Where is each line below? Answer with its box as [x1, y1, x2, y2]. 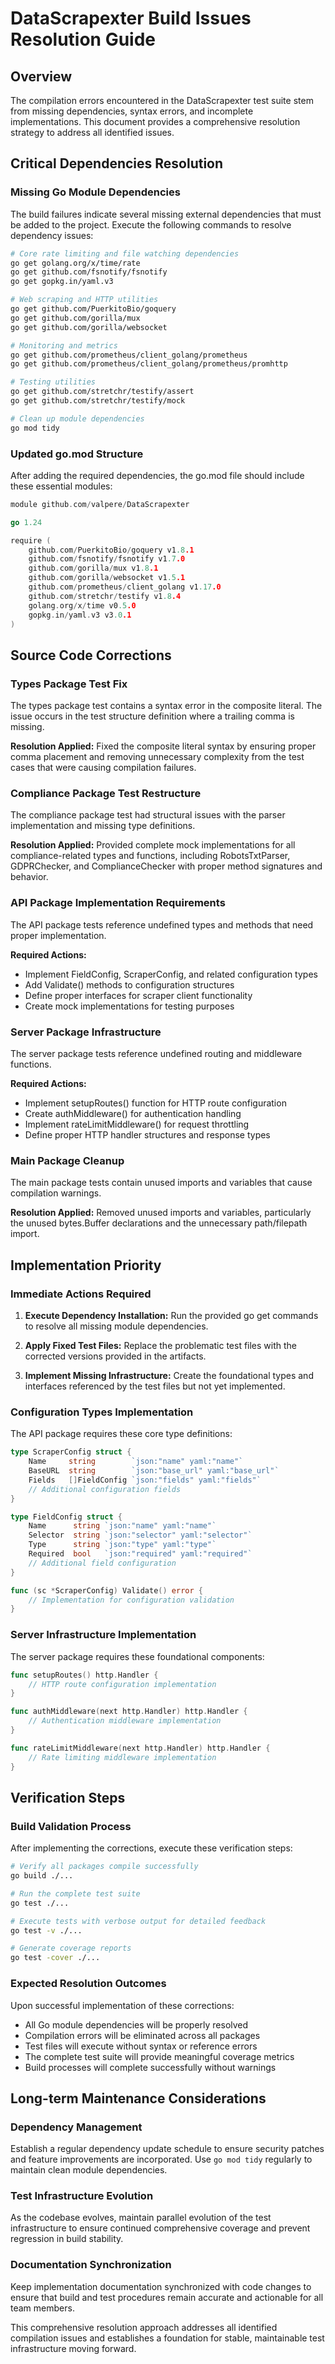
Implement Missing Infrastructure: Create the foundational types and [24, 1370, 314, 1382]
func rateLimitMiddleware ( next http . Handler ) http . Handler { [10, 1743, 271, 1753]
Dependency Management [10, 2120, 143, 2134]
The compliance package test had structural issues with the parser [10, 809, 286, 821]
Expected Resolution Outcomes [10, 1977, 167, 1991]
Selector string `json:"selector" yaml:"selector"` [28, 1530, 253, 1541]
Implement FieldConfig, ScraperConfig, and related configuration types [24, 968, 318, 980]
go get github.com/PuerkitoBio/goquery [10, 304, 177, 314]
